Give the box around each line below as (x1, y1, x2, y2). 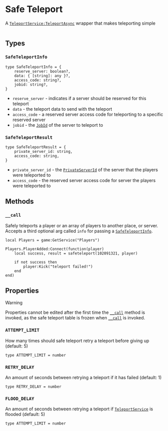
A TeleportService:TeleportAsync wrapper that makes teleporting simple (5, 20, 156, 26)
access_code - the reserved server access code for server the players (12, 177, 156, 183)
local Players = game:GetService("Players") (5, 237, 100, 242)
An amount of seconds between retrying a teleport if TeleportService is (5, 406, 153, 412)
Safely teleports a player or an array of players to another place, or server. (5, 222, 158, 228)
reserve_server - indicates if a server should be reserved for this (12, 95, 146, 101)
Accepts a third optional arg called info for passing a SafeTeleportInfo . (5, 228, 153, 234)
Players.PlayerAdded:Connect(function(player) (5, 246, 104, 251)
